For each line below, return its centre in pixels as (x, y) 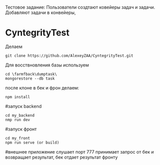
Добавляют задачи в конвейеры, (41, 12)
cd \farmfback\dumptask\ (31, 74)
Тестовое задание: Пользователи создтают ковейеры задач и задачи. (80, 7)
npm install (18, 97)
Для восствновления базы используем (47, 65)
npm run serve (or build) (32, 142)
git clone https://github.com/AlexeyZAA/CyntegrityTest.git (69, 55)
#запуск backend (23, 106)
